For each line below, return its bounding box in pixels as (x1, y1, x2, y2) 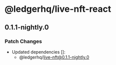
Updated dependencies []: (11, 49, 66, 55)
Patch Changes (4, 38, 42, 45)
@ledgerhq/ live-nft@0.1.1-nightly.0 (19, 54, 89, 60)
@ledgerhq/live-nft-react (4, 3, 112, 15)
